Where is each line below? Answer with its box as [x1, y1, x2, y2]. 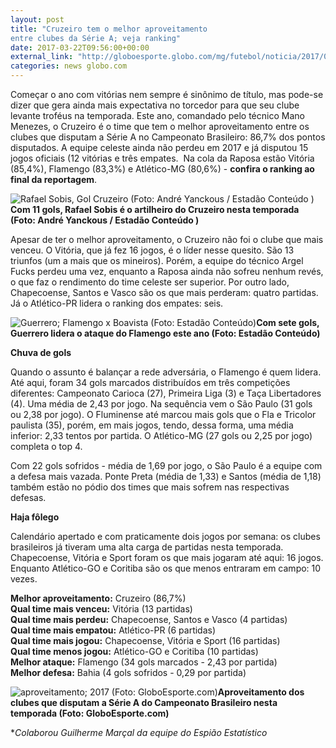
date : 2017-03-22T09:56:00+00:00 [10, 42, 150, 53]
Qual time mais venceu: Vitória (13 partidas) [10, 603, 193, 615]
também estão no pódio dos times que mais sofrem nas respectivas [10, 481, 290, 493]
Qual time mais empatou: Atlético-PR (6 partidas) [10, 624, 217, 636]
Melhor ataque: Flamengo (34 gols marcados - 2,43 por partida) [10, 656, 278, 668]
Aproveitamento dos [217, 686, 305, 698]
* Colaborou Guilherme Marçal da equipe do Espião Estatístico [10, 727, 268, 738]
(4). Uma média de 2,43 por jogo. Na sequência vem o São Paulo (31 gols [10, 398, 313, 410]
